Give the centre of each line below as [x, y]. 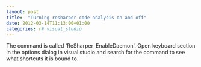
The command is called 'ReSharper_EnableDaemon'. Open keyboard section [101, 46]
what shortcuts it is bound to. [42, 59]
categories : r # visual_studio [44, 29]
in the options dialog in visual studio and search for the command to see [96, 53]
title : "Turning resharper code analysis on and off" [76, 18]
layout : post [23, 12]
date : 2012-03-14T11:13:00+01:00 [48, 23]
